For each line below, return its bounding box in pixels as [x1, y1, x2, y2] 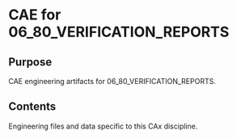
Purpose [8, 55, 53, 69]
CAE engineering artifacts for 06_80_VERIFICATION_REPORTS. [8, 77, 216, 86]
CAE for [8, 6, 61, 24]
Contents [8, 99, 57, 114]
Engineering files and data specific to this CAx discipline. [8, 121, 198, 131]
